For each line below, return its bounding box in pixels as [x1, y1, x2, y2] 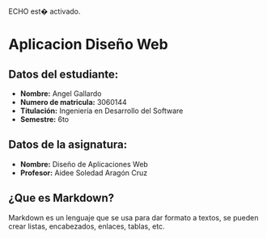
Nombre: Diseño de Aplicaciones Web [19, 159, 148, 169]
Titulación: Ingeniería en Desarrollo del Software [19, 106, 184, 115]
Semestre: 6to [19, 115, 70, 124]
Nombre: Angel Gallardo [19, 89, 102, 99]
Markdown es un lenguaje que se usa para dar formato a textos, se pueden [8, 212, 259, 222]
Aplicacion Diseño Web [8, 36, 168, 54]
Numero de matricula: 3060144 [19, 98, 127, 107]
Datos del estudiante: [8, 67, 119, 81]
